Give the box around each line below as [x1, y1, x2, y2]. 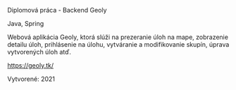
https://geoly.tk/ [7, 61, 54, 69]
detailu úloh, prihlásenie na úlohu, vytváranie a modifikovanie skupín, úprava [7, 40, 230, 48]
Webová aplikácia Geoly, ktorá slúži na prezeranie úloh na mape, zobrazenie [7, 33, 229, 41]
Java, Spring [7, 20, 44, 27]
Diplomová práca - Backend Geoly [7, 6, 107, 14]
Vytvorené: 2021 [7, 75, 55, 83]
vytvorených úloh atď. [7, 48, 72, 56]
